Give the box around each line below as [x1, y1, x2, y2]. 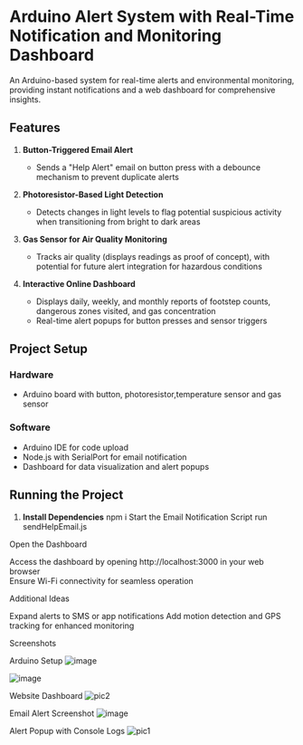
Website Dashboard [9, 690, 83, 701]
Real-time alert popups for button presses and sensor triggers [35, 315, 268, 326]
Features [9, 120, 61, 136]
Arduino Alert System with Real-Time [9, 6, 295, 27]
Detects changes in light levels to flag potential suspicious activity [35, 206, 282, 217]
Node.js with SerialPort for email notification [22, 451, 187, 463]
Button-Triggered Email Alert [22, 144, 134, 155]
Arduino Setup [9, 654, 63, 666]
